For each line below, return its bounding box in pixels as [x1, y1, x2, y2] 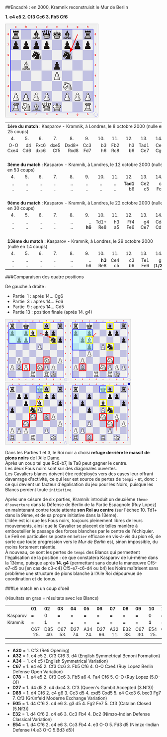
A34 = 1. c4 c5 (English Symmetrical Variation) [12, 658, 108, 664]
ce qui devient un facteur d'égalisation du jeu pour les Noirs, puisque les [5, 481, 154, 487]
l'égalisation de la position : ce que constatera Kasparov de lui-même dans [5, 554, 158, 560]
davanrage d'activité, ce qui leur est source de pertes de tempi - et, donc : [5, 476, 158, 482]
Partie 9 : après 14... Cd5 [12, 304, 65, 310]
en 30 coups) [7, 205, 35, 211]
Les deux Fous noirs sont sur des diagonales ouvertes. [5, 465, 117, 471]
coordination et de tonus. [5, 575, 57, 581]
